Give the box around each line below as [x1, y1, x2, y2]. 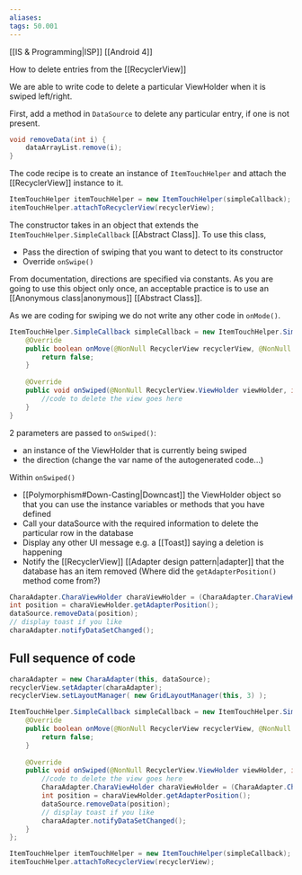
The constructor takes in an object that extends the [9, 219, 200, 230]
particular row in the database [22, 527, 134, 538]
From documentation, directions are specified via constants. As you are [9, 273, 274, 284]
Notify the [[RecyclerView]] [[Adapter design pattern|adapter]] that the [22, 556, 285, 567]
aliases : [9, 13, 42, 22]
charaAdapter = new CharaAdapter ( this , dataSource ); [9, 674, 211, 683]
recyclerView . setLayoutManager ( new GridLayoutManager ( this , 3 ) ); [9, 692, 268, 701]
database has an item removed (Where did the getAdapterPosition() [22, 566, 277, 576]
